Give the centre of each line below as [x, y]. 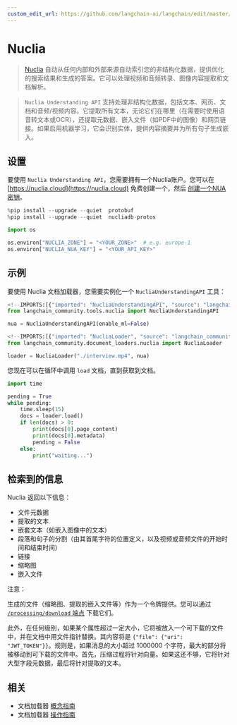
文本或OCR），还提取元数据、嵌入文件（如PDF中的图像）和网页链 [132, 119]
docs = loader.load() [51, 416]
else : [28, 449]
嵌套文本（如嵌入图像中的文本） [64, 530]
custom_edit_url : [33, 14]
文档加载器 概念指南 [46, 706]
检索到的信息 [35, 479]
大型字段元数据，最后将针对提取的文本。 [66, 663]
